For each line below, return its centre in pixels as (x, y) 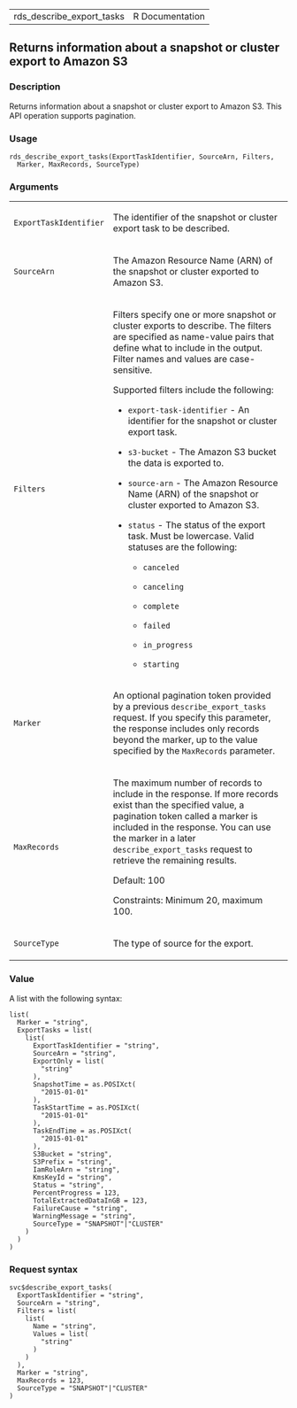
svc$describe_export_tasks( (61, 1288)
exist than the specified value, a (179, 805)
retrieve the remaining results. (175, 861)
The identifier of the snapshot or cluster (195, 218)
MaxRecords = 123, (51, 1381)
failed (156, 626)
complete (161, 607)
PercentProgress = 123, (76, 1193)
